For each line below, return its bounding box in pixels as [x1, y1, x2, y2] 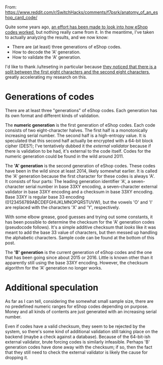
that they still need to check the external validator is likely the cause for [5, 349, 148, 355]
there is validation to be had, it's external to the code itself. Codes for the [5, 148, 151, 154]
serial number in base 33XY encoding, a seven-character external [25, 183, 158, 189]
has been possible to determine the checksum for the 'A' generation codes [5, 219, 155, 225]
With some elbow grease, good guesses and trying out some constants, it [5, 214, 153, 220]
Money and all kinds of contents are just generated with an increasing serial [5, 308, 157, 315]
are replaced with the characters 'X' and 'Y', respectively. [5, 204, 120, 210]
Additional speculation [5, 282, 99, 293]
